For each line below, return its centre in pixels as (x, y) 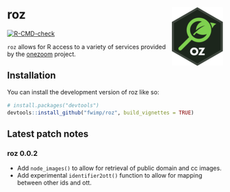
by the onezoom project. (42, 54)
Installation (31, 76)
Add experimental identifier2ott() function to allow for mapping (110, 176)
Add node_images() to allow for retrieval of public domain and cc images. (119, 168)
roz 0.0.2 (23, 153)
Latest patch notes (48, 134)
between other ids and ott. (54, 183)
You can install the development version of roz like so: (83, 92)
